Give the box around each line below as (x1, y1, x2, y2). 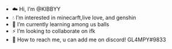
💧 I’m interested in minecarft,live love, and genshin (11, 14, 136, 21)
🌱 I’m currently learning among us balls (11, 21, 110, 27)
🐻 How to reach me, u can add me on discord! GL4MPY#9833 (11, 36, 167, 43)
